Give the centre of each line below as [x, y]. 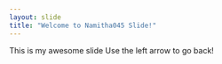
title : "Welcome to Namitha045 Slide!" [83, 25]
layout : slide [36, 17]
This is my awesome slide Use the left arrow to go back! [112, 50]
